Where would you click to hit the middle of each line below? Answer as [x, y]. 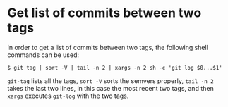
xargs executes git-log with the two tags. [68, 96]
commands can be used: [43, 55]
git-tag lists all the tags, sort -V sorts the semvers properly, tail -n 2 [110, 81]
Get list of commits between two [104, 13]
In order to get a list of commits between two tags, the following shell [108, 47]
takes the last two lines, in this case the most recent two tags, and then [110, 88]
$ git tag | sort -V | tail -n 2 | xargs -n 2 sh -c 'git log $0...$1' [115, 68]
